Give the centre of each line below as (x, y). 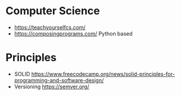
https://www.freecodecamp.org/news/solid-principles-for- (103, 74)
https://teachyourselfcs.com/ (50, 27)
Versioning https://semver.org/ (52, 87)
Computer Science (53, 11)
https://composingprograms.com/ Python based (73, 33)
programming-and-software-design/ (59, 80)
